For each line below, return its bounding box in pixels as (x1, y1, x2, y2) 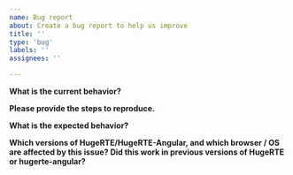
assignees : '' (9, 54, 62, 63)
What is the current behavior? (9, 86, 121, 96)
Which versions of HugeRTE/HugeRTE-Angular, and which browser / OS (9, 138, 281, 148)
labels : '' (9, 46, 50, 55)
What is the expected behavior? (9, 120, 129, 131)
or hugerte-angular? (9, 156, 86, 166)
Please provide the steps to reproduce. (9, 103, 155, 113)
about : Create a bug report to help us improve (9, 21, 189, 30)
